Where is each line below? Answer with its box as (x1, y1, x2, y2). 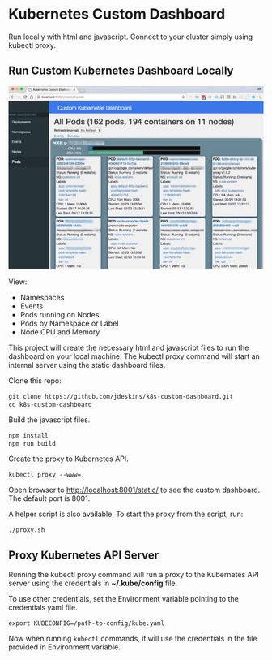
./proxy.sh (8, 526, 45, 534)
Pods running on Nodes (19, 310, 100, 320)
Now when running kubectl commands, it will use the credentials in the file (8, 633, 257, 643)
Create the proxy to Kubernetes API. (8, 454, 130, 464)
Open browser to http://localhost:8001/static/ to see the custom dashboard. (8, 485, 261, 495)
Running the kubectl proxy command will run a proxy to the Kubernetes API (8, 569, 259, 579)
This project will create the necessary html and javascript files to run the (8, 343, 249, 353)
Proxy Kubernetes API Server (8, 548, 159, 562)
